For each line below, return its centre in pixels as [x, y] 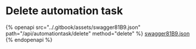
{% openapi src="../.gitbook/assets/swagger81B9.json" [73, 27]
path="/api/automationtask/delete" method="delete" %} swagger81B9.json [98, 33]
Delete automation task [64, 11]
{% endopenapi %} [29, 40]
